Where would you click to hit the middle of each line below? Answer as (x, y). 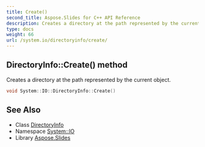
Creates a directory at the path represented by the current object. (89, 79)
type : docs (20, 29)
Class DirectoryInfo (39, 124)
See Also (23, 110)
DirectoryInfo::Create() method (67, 65)
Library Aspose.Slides (43, 137)
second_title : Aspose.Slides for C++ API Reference (73, 18)
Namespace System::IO (45, 131)
